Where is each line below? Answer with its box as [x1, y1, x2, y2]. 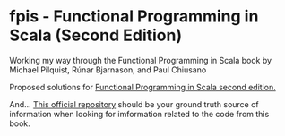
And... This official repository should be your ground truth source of [9, 98, 260, 109]
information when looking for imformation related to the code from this [9, 108, 270, 119]
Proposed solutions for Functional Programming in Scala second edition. [9, 81, 276, 92]
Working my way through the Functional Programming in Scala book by [9, 55, 272, 65]
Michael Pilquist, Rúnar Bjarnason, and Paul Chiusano [9, 64, 207, 75]
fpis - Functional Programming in [9, 6, 259, 27]
